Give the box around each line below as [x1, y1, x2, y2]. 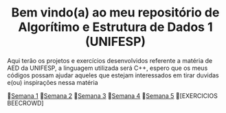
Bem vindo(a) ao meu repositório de [11, 5, 220, 21]
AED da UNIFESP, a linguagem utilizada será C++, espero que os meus [7, 64, 208, 72]
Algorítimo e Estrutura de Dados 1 [18, 19, 213, 35]
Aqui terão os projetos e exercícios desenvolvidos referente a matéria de [7, 56, 213, 64]
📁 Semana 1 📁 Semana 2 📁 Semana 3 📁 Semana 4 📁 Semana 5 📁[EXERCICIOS [7, 91, 218, 100]
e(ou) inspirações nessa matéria [7, 78, 98, 86]
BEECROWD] [7, 99, 44, 107]
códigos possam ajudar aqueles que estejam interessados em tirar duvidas [7, 71, 219, 79]
